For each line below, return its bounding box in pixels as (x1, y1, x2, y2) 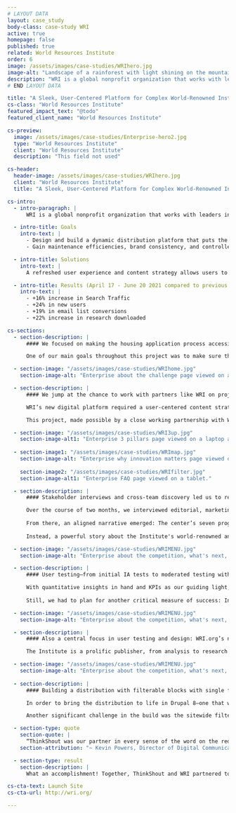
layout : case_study (7, 17, 65, 24)
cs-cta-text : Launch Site (7, 783, 83, 790)
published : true (7, 43, 55, 50)
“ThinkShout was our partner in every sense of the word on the (25, 738, 218, 745)
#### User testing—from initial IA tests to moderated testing (25, 571, 216, 579)
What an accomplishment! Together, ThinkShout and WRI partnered (25, 770, 221, 777)
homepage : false (7, 37, 55, 44)
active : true (7, 29, 46, 37)
